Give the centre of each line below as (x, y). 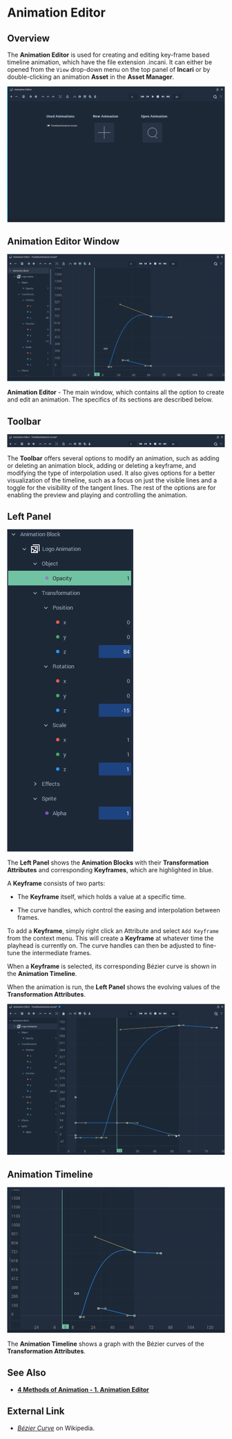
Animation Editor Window (63, 241)
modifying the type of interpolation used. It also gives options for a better (111, 473)
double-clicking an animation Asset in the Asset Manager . (91, 77)
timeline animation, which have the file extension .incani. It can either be (110, 62)
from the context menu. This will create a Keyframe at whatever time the (110, 939)
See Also (27, 1373)
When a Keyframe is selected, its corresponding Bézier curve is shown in (112, 966)
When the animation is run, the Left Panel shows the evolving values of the (114, 987)
